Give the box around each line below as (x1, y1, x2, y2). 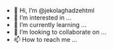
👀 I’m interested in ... (13, 14, 72, 22)
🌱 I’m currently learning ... (13, 21, 87, 28)
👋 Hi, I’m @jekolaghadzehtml (13, 7, 95, 14)
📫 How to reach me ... (13, 36, 77, 43)
